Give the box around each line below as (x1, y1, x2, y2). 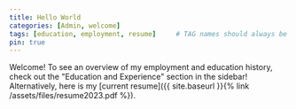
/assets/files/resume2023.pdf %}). (9, 90, 136, 101)
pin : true (9, 37, 46, 47)
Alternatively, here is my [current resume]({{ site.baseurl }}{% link (9, 81, 250, 91)
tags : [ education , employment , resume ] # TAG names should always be (9, 29, 288, 38)
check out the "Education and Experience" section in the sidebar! (9, 72, 248, 82)
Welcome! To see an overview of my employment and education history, (9, 62, 273, 73)
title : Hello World (9, 12, 82, 22)
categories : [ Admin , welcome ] (9, 21, 121, 30)
